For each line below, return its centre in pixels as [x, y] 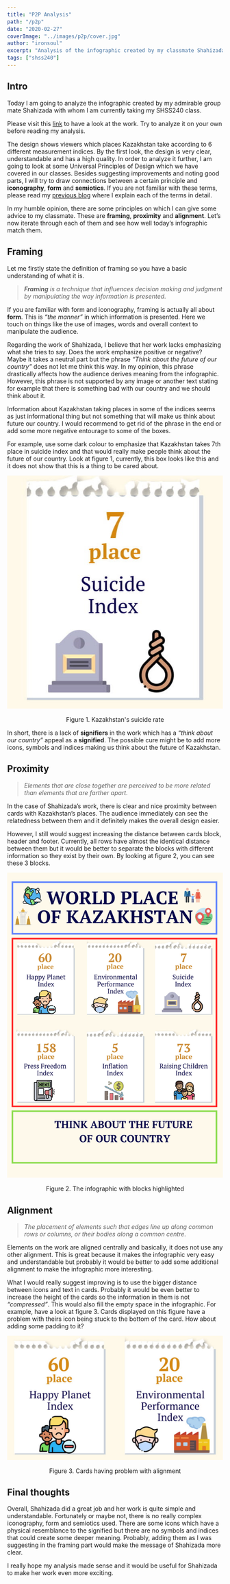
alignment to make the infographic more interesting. [80, 1269]
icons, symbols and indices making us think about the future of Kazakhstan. [114, 747]
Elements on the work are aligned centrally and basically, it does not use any [115, 1247]
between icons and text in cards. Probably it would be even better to [103, 1290]
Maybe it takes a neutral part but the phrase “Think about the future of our [112, 359]
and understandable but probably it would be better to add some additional [113, 1262]
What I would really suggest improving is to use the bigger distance [102, 1282]
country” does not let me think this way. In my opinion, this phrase [100, 366]
